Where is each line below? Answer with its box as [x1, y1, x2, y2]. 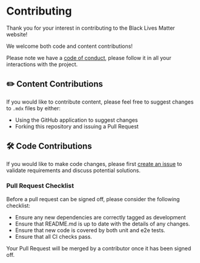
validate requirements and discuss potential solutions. [6, 167, 141, 174]
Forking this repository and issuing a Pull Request [15, 122, 139, 130]
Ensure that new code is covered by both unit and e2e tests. [15, 226, 165, 234]
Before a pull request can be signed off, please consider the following [6, 195, 180, 202]
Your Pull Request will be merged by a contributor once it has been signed [6, 244, 192, 252]
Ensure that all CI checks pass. [15, 233, 92, 240]
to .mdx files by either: [6, 104, 61, 112]
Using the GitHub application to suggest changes [15, 116, 138, 124]
